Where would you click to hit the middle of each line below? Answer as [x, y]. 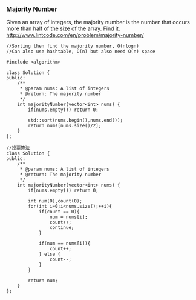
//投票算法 [18, 148]
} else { [50, 254]
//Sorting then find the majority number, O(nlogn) [73, 46]
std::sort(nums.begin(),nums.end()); [75, 121]
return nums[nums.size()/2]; [65, 126]
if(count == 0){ [59, 212]
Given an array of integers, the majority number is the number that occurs [98, 22]
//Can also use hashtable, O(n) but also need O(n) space [81, 52]
